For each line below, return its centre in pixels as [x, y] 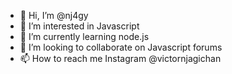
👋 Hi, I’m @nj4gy [54, 15]
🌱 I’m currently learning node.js [84, 36]
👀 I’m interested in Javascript [79, 26]
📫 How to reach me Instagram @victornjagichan [120, 58]
